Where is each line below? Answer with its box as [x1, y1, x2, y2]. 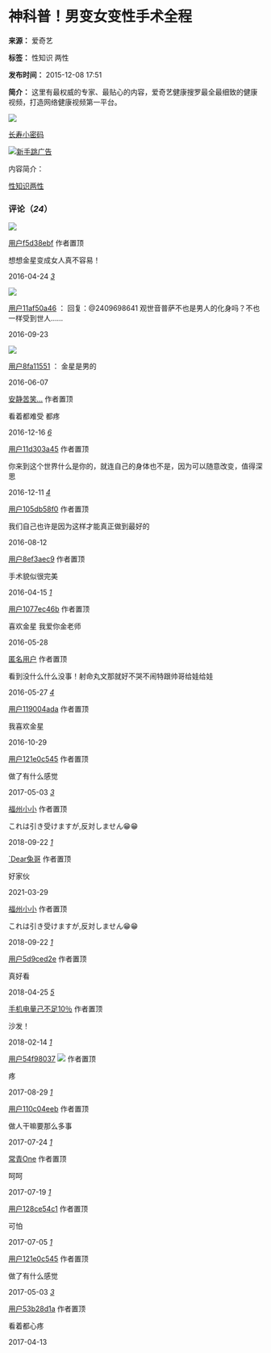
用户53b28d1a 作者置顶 [8, 1304, 86, 1313]
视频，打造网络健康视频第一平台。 [8, 97, 122, 107]
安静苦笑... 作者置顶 [8, 394, 74, 404]
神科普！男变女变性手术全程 [8, 7, 193, 26]
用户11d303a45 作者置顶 [8, 444, 90, 454]
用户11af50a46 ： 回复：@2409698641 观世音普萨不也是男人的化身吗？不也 [8, 304, 261, 313]
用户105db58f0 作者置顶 [8, 504, 89, 514]
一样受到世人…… [8, 313, 64, 323]
